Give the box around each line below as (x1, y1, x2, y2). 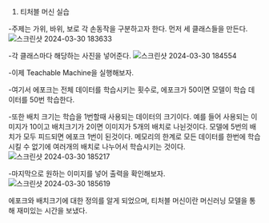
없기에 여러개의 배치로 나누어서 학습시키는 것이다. (31, 142, 186, 151)
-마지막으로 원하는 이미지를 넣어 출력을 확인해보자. (8, 169, 166, 178)
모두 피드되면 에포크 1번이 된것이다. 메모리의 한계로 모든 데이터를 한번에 (22, 132, 247, 141)
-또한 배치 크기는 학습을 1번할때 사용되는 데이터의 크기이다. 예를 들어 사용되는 (8, 112, 250, 121)
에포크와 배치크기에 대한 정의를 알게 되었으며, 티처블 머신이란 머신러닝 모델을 (8, 196, 248, 205)
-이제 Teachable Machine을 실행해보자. (8, 68, 134, 78)
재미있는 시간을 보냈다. (16, 206, 88, 215)
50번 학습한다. (29, 95, 75, 104)
